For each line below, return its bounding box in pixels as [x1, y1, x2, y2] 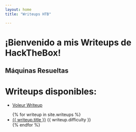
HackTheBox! [5, 47, 61, 58]
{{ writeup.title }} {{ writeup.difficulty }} [12, 117, 91, 123]
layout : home [5, 7, 32, 12]
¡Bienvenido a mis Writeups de [5, 37, 132, 48]
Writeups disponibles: [5, 86, 97, 97]
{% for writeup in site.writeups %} [12, 112, 81, 117]
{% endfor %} [12, 122, 41, 128]
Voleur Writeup [12, 102, 43, 108]
